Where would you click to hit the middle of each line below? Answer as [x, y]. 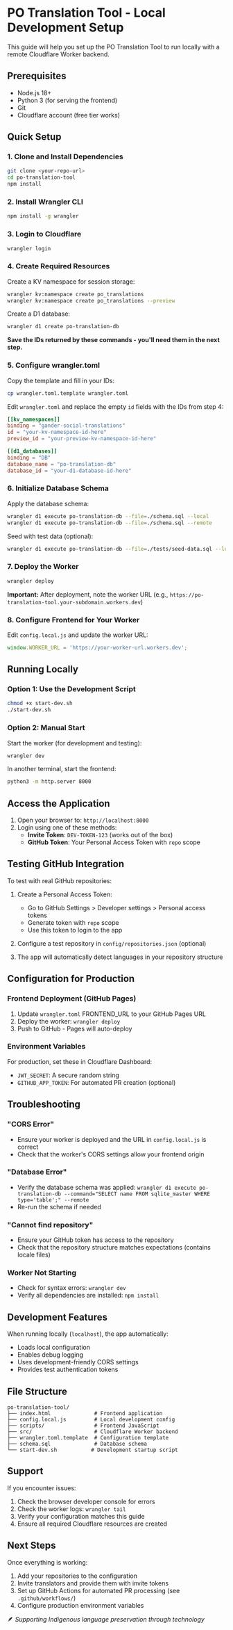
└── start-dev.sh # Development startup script [93, 1450]
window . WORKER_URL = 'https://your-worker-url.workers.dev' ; [97, 647]
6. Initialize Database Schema [58, 488]
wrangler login [29, 248]
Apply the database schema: [48, 503]
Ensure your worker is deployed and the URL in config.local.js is [112, 1139]
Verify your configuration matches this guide [81, 1516]
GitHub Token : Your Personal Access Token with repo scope [114, 842]
